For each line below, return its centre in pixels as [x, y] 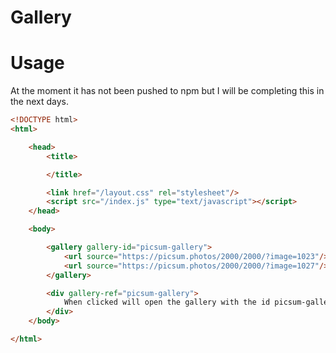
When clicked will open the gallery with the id [167, 302]
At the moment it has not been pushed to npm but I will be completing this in [167, 91]
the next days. [40, 102]
